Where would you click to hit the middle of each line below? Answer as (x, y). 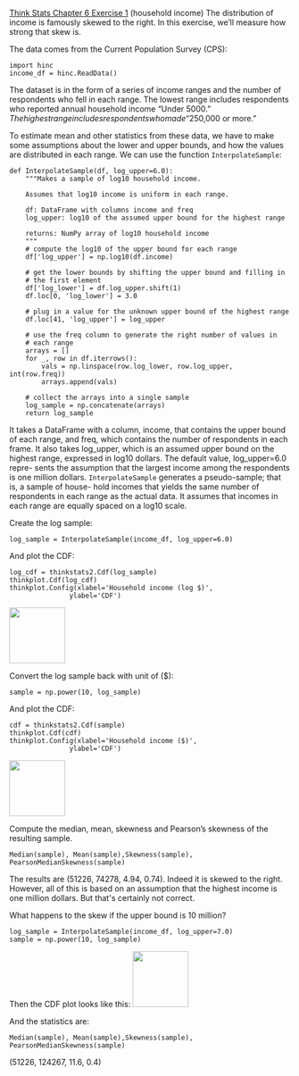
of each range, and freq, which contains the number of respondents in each (149, 439)
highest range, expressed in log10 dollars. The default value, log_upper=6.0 (148, 458)
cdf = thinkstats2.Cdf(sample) (67, 725)
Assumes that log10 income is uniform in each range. (127, 195)
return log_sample (59, 413)
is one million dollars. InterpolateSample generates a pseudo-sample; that (145, 477)
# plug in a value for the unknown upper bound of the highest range (158, 312)
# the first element (63, 280)
